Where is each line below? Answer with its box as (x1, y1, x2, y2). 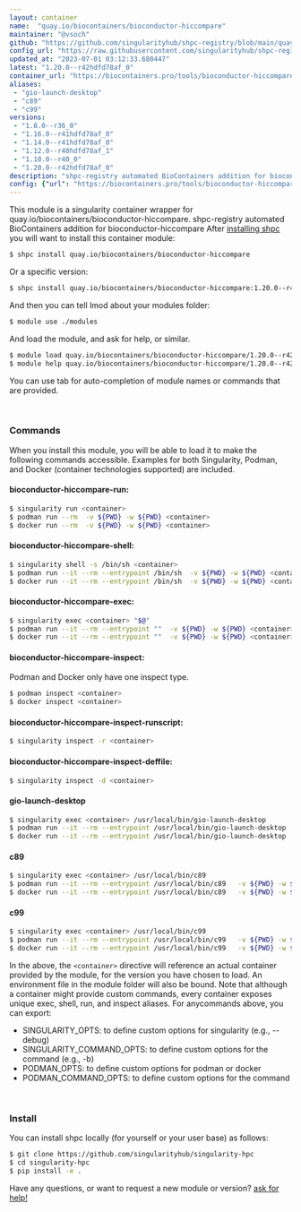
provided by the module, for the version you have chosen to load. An (9, 969, 262, 980)
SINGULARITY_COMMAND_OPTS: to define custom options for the (21, 1044, 269, 1054)
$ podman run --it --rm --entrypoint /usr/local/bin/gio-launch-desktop (9, 823, 287, 833)
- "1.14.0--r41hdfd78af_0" (13, 138, 115, 147)
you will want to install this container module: (9, 233, 176, 244)
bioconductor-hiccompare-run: (9, 485, 130, 495)
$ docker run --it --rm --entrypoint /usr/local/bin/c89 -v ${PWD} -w (9, 888, 287, 897)
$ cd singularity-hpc (9, 1158, 90, 1167)
